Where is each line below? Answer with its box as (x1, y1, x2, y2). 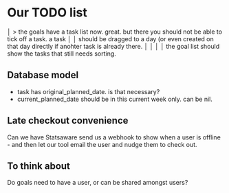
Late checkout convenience (7, 115, 129, 126)
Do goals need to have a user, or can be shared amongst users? (7, 179, 188, 187)
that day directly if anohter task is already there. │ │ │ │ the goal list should (7, 42, 220, 50)
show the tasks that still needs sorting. (7, 49, 117, 58)
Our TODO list (7, 5, 87, 21)
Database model (7, 69, 79, 81)
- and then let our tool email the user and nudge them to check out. (7, 140, 197, 148)
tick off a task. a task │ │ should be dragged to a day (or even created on (7, 34, 215, 43)
